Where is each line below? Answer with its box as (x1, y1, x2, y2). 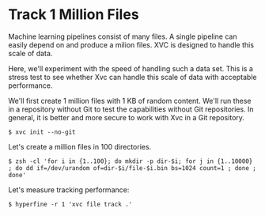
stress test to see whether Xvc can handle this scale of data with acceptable (8, 72, 257, 81)
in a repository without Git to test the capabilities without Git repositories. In (8, 104, 255, 114)
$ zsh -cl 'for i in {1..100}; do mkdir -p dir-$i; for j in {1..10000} (8, 157, 253, 165)
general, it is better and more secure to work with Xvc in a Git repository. (8, 112, 245, 122)
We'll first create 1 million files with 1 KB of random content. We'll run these (8, 96, 252, 105)
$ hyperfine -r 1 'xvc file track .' (8, 200, 133, 208)
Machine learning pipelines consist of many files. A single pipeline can (8, 32, 237, 41)
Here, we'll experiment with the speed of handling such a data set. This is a (8, 63, 253, 73)
